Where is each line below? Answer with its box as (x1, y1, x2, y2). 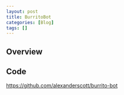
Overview (6, 46, 43, 56)
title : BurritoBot (6, 14, 51, 20)
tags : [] (6, 25, 28, 31)
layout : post (6, 8, 38, 15)
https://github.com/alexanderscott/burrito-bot (6, 82, 118, 89)
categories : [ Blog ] (6, 19, 54, 25)
